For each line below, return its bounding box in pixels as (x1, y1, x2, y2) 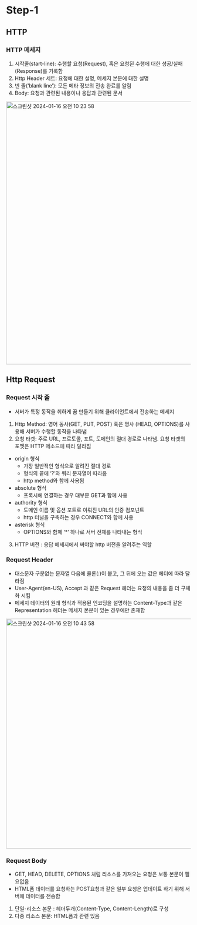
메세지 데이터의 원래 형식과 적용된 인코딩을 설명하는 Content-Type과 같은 (14, 599, 183, 606)
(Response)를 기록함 (14, 67, 63, 74)
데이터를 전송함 (25, 893, 60, 900)
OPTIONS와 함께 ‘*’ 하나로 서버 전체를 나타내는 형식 (23, 528, 142, 535)
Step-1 (6, 4, 39, 17)
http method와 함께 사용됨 (23, 477, 84, 484)
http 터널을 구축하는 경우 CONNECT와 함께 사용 (23, 513, 134, 520)
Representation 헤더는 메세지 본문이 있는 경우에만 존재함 (14, 606, 145, 614)
